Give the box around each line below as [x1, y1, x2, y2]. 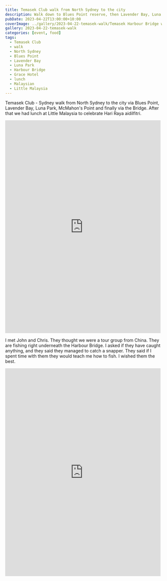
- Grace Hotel [9, 72, 39, 77]
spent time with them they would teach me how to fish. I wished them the [5, 353, 155, 359]
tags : [5, 35, 16, 40]
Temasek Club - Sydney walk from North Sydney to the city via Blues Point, [5, 100, 160, 106]
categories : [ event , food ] [5, 30, 61, 35]
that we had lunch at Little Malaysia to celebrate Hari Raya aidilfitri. [5, 110, 142, 116]
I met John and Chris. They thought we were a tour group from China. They [5, 337, 160, 343]
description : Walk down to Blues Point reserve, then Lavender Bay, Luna [5, 12, 162, 17]
